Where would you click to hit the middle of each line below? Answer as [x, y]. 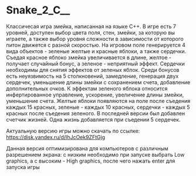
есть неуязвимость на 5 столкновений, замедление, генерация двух [92, 76]
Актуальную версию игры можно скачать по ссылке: [73, 131]
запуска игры [23, 167]
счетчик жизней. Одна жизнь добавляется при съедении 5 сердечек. [93, 119]
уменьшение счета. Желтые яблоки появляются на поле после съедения [98, 101]
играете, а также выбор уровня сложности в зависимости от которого [95, 39]
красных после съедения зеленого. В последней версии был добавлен [96, 113]
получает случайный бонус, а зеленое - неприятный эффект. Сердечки [95, 63]
